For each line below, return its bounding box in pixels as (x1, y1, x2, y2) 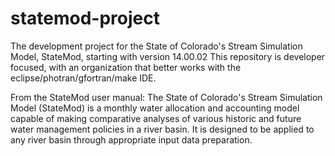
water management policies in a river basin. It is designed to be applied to (10, 123, 315, 135)
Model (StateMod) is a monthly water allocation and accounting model (10, 102, 300, 114)
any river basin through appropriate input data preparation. (10, 133, 253, 146)
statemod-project (10, 7, 160, 30)
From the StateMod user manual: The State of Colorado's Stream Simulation (10, 91, 323, 103)
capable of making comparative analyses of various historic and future (10, 112, 302, 124)
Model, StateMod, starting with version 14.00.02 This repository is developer (10, 50, 326, 62)
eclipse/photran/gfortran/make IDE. (10, 72, 157, 84)
